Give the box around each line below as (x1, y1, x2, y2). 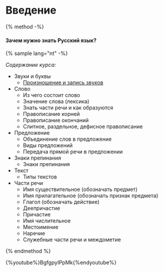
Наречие (22, 230, 45, 237)
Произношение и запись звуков (22, 79, 104, 86)
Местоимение (22, 224, 58, 231)
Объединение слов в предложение (22, 135, 112, 143)
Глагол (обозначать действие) (22, 199, 100, 206)
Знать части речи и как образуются (22, 104, 113, 111)
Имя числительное (22, 217, 71, 225)
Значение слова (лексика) (22, 98, 90, 105)
